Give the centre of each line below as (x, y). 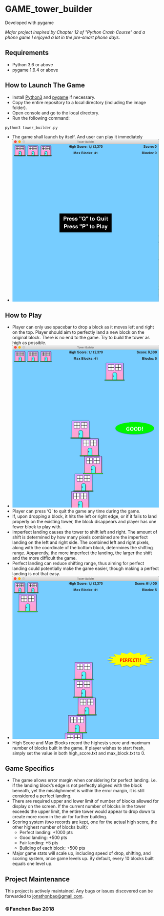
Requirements (27, 53)
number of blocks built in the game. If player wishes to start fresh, (78, 748)
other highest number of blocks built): (50, 827)
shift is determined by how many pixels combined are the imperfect (80, 537)
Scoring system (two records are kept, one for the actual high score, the (85, 822)
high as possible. (29, 343)
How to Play (24, 315)
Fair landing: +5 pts (39, 843)
